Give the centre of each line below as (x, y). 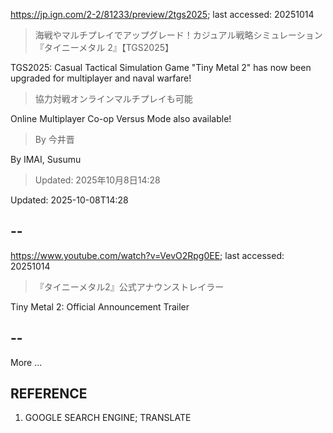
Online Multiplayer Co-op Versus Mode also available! (121, 118)
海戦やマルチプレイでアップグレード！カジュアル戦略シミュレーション (178, 35)
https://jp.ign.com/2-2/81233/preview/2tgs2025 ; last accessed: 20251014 (162, 14)
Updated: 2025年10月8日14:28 (97, 180)
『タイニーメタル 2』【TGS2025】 (104, 47)
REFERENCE (49, 394)
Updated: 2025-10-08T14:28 (69, 200)
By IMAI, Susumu (46, 159)
